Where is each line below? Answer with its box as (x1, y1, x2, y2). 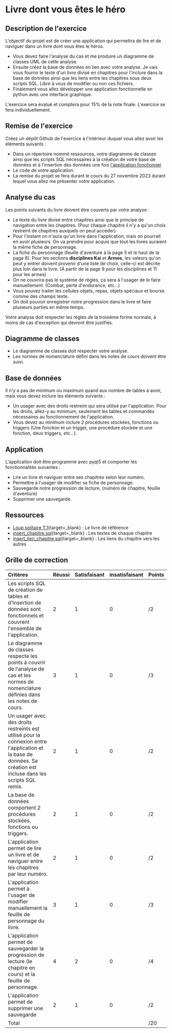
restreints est (8, 725, 40, 732)
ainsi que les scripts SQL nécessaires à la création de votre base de (12, 156, 156, 162)
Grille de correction (5, 556, 68, 565)
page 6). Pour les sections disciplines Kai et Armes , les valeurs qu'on (12, 255, 161, 261)
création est (8, 764, 37, 771)
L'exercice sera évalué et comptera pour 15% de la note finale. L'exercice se (5, 101, 165, 107)
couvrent (8, 618, 30, 625)
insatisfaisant (109, 571, 143, 578)
